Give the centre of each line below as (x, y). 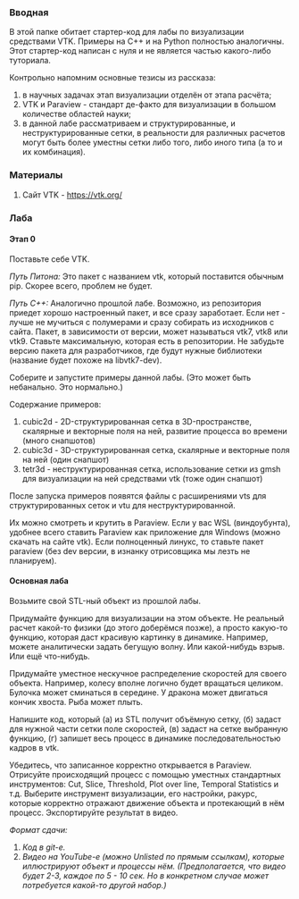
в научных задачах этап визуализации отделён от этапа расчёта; (147, 95)
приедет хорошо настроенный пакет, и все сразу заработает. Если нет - (147, 312)
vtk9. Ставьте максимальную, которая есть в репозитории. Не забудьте (147, 340)
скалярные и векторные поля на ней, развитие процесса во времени (154, 431)
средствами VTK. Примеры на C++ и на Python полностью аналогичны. (147, 41)
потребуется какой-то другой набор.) (94, 885)
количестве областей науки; (76, 114)
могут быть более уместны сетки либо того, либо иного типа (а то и (152, 143)
